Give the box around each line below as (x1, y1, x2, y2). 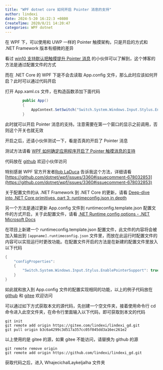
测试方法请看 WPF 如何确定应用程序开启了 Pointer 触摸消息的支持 (5, 148, 136, 154)
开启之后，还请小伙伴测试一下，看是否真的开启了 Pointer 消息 (5, 137, 128, 144)
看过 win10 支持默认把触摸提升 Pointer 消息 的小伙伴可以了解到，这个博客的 (5, 55, 156, 61)
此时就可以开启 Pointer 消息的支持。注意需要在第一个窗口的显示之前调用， (5, 121, 154, 127)
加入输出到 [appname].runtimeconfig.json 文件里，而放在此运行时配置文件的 (5, 232, 158, 239)
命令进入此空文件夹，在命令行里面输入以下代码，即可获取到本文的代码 (5, 309, 146, 314)
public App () (22, 98, 49, 103)
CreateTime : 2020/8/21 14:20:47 (5, 20, 70, 26)
